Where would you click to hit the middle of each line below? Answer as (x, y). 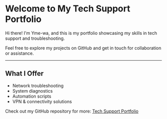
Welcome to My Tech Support (68, 9)
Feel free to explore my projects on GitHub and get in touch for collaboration (83, 48)
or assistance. (19, 53)
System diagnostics (33, 91)
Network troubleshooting (38, 86)
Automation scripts (32, 96)
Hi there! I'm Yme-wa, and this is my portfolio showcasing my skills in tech (81, 33)
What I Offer (24, 73)
